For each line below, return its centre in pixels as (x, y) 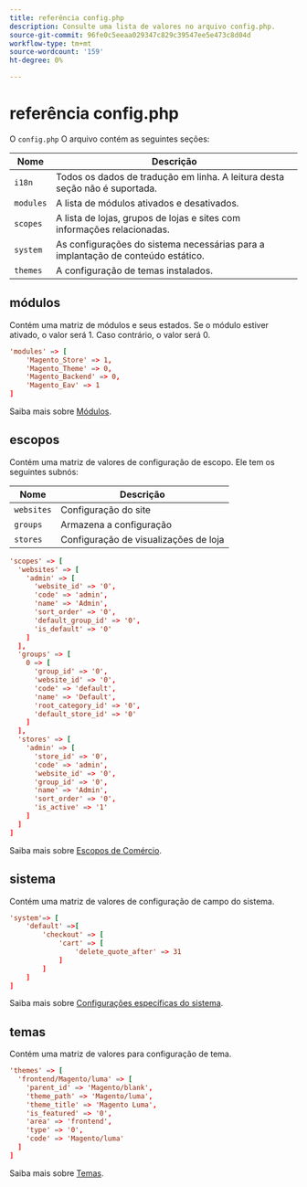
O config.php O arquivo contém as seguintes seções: (110, 139)
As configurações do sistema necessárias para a (160, 244)
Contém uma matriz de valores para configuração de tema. (121, 1054)
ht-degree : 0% (37, 60)
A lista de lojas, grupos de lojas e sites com (148, 217)
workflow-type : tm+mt (51, 43)
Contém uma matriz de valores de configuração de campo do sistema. (142, 901)
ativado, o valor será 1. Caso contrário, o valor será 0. (110, 334)
